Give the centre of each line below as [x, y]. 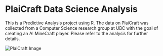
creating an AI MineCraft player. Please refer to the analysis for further [77, 33]
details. [13, 39]
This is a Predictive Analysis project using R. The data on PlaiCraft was [77, 23]
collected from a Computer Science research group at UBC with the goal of [81, 28]
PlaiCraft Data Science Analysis [71, 9]
